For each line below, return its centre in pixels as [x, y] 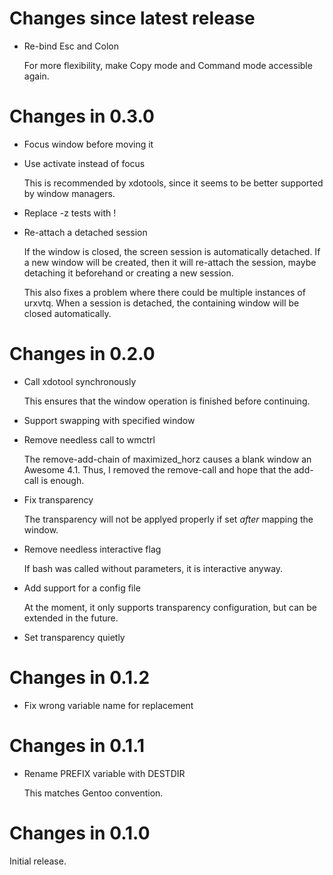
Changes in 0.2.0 [82, 354]
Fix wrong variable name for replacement [108, 705]
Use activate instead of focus [84, 163]
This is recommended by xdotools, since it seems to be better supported [173, 183]
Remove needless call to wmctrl [89, 439]
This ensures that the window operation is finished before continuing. [167, 401]
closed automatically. [67, 313]
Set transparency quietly [74, 637]
